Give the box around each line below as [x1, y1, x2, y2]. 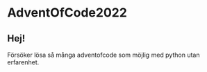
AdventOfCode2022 [7, 5, 127, 21]
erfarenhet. [7, 58, 40, 66]
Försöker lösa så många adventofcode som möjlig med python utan [7, 51, 200, 59]
